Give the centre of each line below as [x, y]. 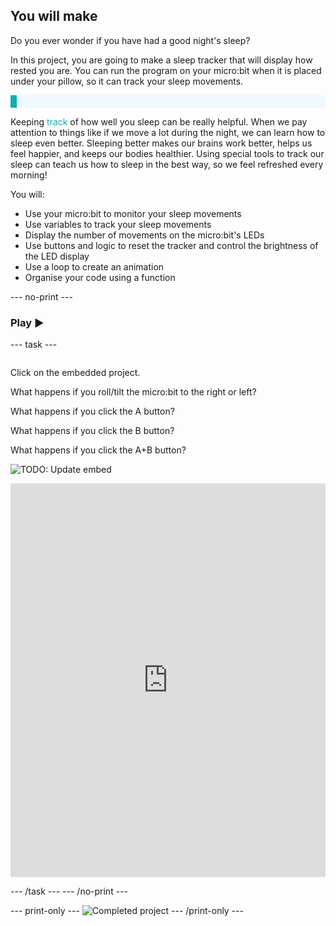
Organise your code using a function [100, 277]
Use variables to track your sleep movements [118, 224]
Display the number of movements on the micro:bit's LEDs [144, 235]
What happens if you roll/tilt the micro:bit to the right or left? [133, 392]
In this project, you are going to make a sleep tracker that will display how [161, 60]
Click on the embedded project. [75, 373]
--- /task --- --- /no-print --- [69, 891]
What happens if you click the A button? [92, 411]
